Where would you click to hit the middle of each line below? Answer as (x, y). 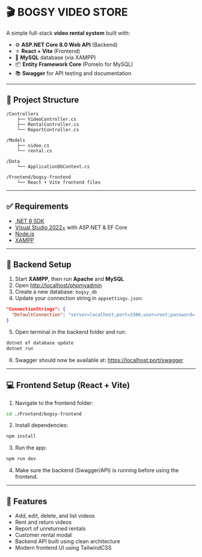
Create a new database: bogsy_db (56, 292)
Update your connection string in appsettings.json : (79, 298)
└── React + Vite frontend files (59, 182)
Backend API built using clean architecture (67, 541)
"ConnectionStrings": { (36, 309)
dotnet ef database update (40, 343)
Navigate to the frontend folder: (54, 403)
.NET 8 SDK (29, 221)
